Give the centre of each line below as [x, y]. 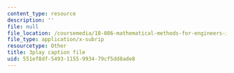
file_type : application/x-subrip [56, 40]
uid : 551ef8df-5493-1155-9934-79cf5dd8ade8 [71, 59]
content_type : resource [42, 14]
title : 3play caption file [46, 53]
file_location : [29, 33]
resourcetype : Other [37, 46]
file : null [23, 26]
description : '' [31, 20]
